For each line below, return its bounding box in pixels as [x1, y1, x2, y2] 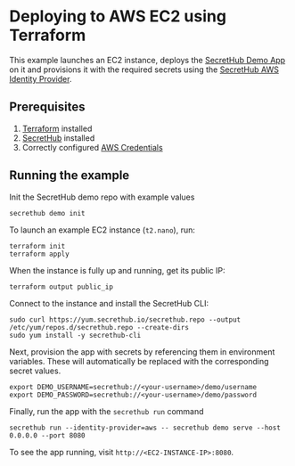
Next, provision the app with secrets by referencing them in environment [9, 346, 275, 357]
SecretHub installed [21, 132, 95, 143]
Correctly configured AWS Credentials [21, 142, 163, 152]
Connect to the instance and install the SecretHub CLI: [9, 298, 209, 308]
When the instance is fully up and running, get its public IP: [9, 265, 225, 275]
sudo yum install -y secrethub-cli [9, 331, 142, 339]
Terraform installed [21, 123, 93, 134]
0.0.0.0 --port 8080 [9, 430, 86, 440]
